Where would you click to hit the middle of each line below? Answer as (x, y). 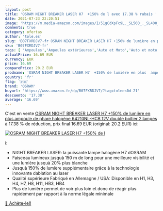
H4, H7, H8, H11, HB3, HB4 (38, 184)
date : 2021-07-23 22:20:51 (32, 18)
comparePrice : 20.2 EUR (29, 68)
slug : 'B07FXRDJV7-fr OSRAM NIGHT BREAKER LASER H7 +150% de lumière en (80, 41)
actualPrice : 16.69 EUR (29, 55)
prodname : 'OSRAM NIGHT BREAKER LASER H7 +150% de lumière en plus (76, 73)
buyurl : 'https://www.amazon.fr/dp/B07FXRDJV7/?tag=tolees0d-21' (72, 91)
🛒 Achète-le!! (18, 203)
